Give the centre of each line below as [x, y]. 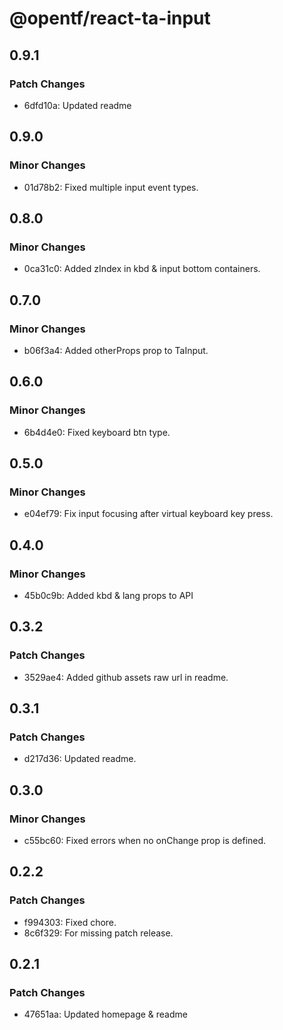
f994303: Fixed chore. [70, 922]
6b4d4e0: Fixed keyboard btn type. [97, 432]
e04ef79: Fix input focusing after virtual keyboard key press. [148, 514]
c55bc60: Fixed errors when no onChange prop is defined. [145, 841]
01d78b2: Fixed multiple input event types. [111, 187]
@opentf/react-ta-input [110, 18]
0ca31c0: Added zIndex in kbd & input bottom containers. [142, 269]
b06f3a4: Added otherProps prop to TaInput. [116, 350]
